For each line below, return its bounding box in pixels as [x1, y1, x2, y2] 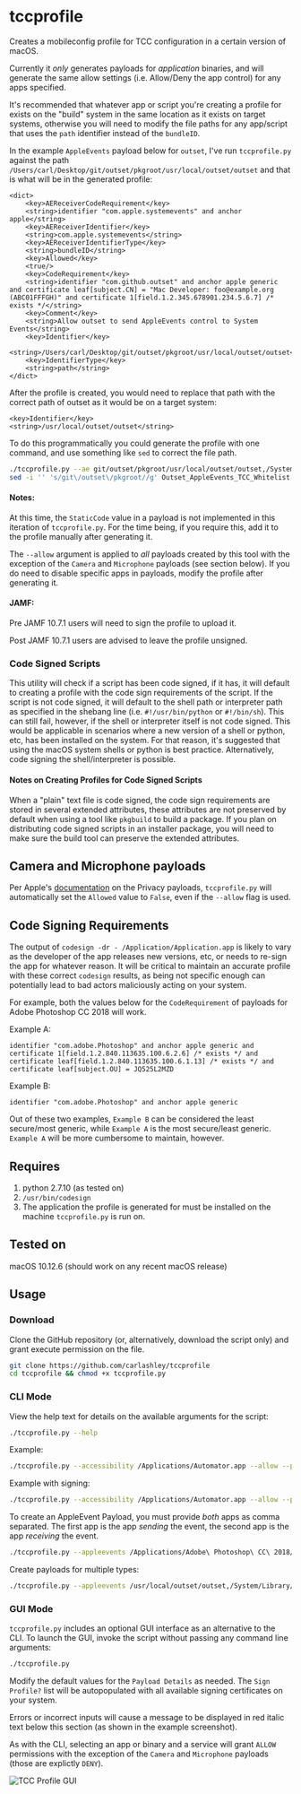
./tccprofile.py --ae [9, 464, 90, 473]
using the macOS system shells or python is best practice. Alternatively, [9, 744, 275, 755]
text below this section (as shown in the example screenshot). [9, 1721, 237, 1732]
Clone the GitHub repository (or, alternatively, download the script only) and [9, 1334, 289, 1345]
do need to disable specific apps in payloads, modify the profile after [9, 568, 264, 578]
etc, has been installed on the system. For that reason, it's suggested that [9, 735, 280, 746]
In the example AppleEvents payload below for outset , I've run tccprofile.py [9, 145, 292, 156]
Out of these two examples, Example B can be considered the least [9, 1114, 254, 1124]
